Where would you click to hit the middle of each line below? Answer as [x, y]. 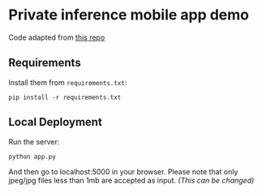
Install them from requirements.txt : [68, 82]
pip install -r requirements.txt [65, 97]
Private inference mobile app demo [129, 15]
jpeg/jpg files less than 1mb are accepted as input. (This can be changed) [131, 180]
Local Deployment [56, 122]
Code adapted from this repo [57, 37]
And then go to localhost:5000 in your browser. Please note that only [123, 171]
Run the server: [34, 142]
